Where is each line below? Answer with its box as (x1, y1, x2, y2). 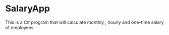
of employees (5, 24, 34, 30)
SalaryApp (5, 3, 50, 14)
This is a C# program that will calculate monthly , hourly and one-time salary (5, 19, 164, 25)
